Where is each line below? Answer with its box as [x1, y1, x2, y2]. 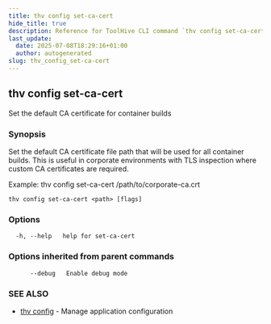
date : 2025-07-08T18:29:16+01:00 [15, 42, 128, 50]
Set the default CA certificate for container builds [8, 108, 172, 118]
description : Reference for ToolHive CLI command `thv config [8, 27, 222, 35]
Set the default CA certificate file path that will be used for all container [8, 146, 244, 156]
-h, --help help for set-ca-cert [15, 232, 135, 241]
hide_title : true [8, 19, 67, 27]
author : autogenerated [15, 49, 92, 57]
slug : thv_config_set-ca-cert [8, 57, 110, 65]
